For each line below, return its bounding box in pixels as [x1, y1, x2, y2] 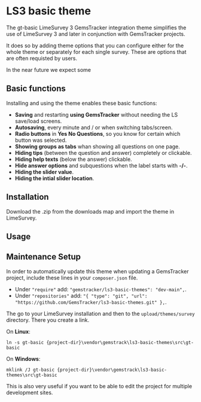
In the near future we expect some [6, 66, 92, 73]
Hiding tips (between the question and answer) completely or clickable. [14, 149, 192, 156]
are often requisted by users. [6, 54, 78, 62]
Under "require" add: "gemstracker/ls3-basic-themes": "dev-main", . [14, 285, 187, 293]
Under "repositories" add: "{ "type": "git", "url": [14, 292, 148, 299]
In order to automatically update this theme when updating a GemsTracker [6, 267, 189, 275]
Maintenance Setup [6, 252, 81, 262]
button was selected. [14, 136, 67, 144]
